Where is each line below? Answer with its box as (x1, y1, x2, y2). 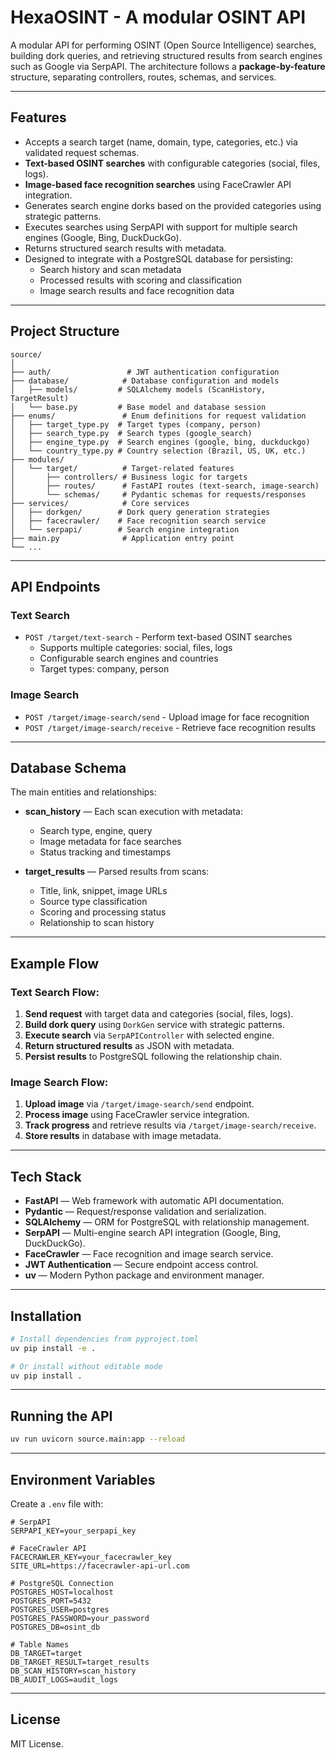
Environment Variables (10, 1471, 156, 1488)
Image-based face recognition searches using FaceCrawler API (24, 178, 292, 190)
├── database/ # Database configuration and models (10, 376, 280, 386)
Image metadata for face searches (39, 836, 182, 848)
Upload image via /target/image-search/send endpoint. (24, 1098, 255, 1110)
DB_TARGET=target (10, 1648, 83, 1658)
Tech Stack (10, 1168, 82, 1185)
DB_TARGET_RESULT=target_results (10, 1657, 150, 1667)
